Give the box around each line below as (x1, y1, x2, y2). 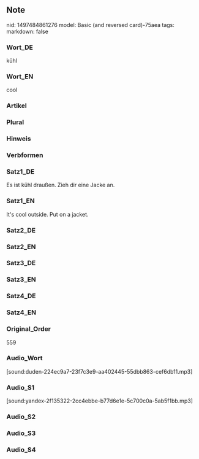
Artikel (6, 101, 27, 110)
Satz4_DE (6, 291, 36, 300)
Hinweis (6, 134, 31, 143)
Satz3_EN (6, 276, 36, 284)
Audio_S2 (6, 412, 36, 421)
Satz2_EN (6, 242, 36, 251)
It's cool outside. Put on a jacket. (6, 210, 89, 218)
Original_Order (6, 325, 51, 333)
